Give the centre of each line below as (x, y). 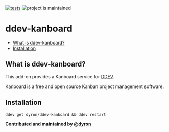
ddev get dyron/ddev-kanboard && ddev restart (56, 114)
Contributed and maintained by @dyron (48, 124)
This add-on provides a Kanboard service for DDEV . (60, 76)
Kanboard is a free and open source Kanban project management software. (85, 86)
